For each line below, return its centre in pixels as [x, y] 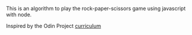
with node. [19, 15]
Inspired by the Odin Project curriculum [54, 26]
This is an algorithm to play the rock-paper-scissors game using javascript [96, 8]
